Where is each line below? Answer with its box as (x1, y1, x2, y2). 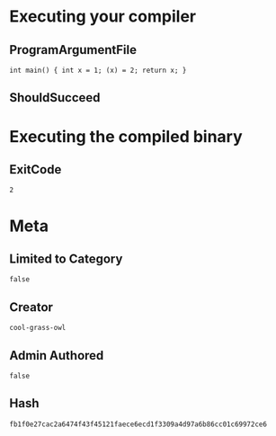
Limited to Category (9, 251, 123, 266)
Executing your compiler (9, 6, 196, 27)
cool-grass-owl (9, 324, 67, 333)
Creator (9, 299, 54, 315)
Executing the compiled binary (9, 126, 243, 147)
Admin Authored (9, 348, 104, 363)
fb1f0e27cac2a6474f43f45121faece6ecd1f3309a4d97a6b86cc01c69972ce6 (9, 420, 268, 429)
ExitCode (9, 162, 62, 177)
